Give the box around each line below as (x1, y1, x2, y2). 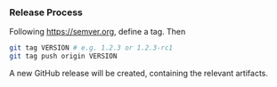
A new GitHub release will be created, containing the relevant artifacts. (9, 68, 269, 79)
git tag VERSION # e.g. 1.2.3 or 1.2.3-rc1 (9, 43, 174, 52)
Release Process (9, 6, 83, 19)
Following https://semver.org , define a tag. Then (9, 27, 186, 37)
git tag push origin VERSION (9, 51, 118, 61)
